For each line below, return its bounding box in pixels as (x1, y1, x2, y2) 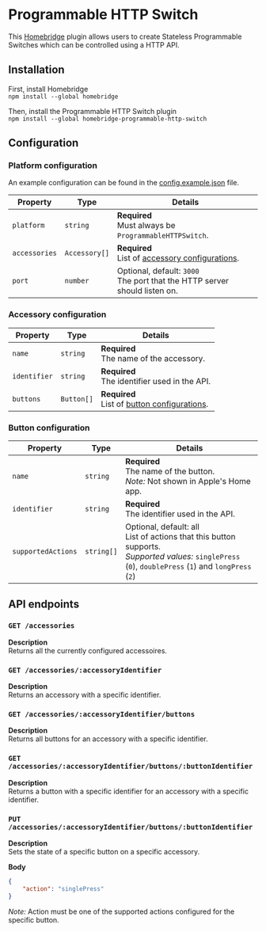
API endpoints (8, 598, 80, 611)
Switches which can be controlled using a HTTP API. (8, 40, 180, 49)
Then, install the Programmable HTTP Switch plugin (8, 106, 177, 116)
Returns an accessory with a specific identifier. (8, 690, 161, 700)
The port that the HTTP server (117, 276, 230, 287)
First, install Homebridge (8, 84, 89, 93)
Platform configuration (8, 160, 97, 171)
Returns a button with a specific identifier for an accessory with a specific (8, 786, 249, 796)
